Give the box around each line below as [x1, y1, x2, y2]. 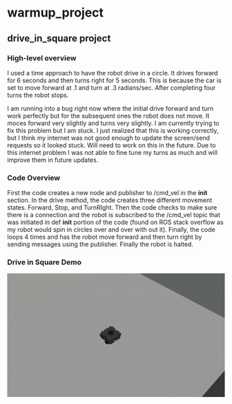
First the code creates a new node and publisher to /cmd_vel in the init [7, 189, 208, 197]
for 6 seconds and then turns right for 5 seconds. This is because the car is [7, 76, 222, 84]
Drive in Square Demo [7, 257, 81, 267]
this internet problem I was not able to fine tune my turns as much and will [7, 148, 218, 156]
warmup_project [7, 5, 104, 21]
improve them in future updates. [7, 156, 99, 164]
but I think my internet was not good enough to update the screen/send [7, 134, 211, 142]
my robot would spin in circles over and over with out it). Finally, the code [7, 226, 215, 234]
